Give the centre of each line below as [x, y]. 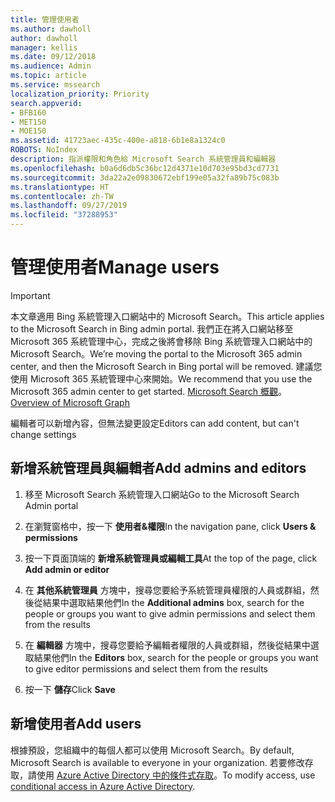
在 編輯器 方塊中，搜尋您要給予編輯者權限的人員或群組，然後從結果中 [167, 645]
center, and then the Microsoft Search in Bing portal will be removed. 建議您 [166, 366]
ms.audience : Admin [51, 66]
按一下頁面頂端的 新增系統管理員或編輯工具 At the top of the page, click [171, 558]
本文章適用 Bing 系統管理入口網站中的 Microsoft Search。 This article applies [167, 316]
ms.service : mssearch [55, 85]
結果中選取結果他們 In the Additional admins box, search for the [173, 602]
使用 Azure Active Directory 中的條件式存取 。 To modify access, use [176, 775]
